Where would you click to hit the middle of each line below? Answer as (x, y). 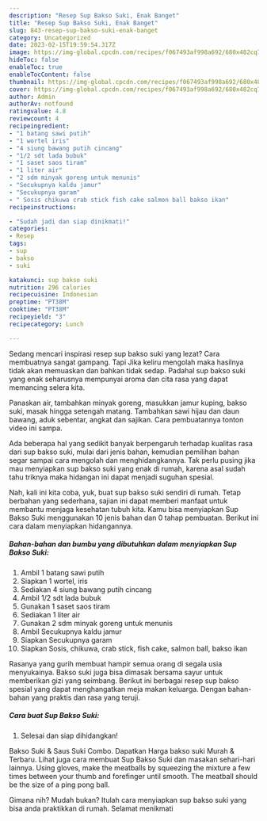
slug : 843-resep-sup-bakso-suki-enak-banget (84, 30)
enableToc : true (36, 67)
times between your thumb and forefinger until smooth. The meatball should (133, 776)
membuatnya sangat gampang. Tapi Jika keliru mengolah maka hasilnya (126, 362)
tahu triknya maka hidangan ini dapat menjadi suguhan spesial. (112, 477)
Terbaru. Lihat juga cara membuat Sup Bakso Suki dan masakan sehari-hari (132, 759)
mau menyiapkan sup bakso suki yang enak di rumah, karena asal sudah (127, 468)
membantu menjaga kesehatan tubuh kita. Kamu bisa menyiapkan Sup (124, 509)
